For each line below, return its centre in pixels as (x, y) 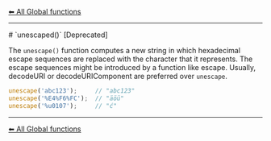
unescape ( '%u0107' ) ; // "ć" (63, 106)
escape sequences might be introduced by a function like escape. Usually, (132, 67)
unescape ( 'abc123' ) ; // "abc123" (72, 91)
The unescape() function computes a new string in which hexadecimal (124, 50)
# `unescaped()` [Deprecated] (58, 35)
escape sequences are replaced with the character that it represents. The (131, 59)
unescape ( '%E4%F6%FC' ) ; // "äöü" (67, 98)
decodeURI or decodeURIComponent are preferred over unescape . (118, 76)
